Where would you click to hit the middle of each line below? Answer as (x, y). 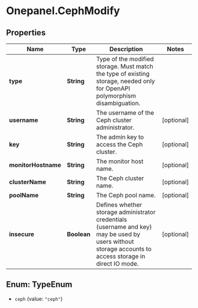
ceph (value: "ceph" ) (39, 299)
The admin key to (120, 137)
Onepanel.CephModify (63, 11)
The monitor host (120, 161)
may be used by (118, 234)
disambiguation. (118, 103)
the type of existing (123, 74)
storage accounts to (124, 249)
